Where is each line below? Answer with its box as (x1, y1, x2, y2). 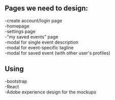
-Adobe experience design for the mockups (5, 89, 97, 95)
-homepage (5, 23, 30, 29)
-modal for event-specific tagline (5, 44, 74, 50)
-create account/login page (5, 17, 62, 23)
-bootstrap (5, 78, 27, 84)
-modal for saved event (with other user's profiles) (5, 50, 110, 56)
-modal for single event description (5, 39, 78, 45)
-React (5, 83, 19, 89)
